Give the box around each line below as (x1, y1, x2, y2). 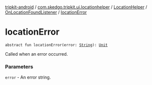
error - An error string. (5, 74, 51, 80)
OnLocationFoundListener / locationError (5, 9, 87, 15)
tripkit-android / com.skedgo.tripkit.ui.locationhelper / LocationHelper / (5, 4, 148, 10)
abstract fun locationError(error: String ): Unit (5, 42, 108, 47)
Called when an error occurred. (5, 51, 68, 57)
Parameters (5, 63, 33, 70)
